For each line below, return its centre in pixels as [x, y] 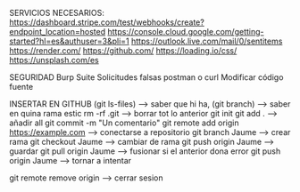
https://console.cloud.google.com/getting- [186, 32]
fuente [21, 87]
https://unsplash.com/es [54, 60]
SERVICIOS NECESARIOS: [57, 13]
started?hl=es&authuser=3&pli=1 [69, 41]
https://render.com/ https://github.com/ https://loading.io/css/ [123, 51]
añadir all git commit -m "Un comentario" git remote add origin [124, 123]
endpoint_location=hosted [57, 32]
